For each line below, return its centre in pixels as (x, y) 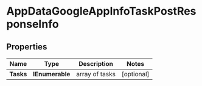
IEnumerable (52, 74)
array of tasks (96, 74)
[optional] (135, 74)
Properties (27, 47)
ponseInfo (33, 24)
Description (96, 64)
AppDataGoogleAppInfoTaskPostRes (101, 11)
